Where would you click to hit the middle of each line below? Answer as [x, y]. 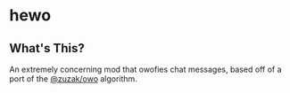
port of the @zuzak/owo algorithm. [74, 79]
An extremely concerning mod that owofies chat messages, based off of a [146, 69]
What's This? [47, 48]
